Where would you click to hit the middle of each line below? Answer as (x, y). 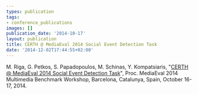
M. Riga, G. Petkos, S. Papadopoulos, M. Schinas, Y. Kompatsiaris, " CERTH (97, 67)
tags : (13, 17)
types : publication (30, 12)
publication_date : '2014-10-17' (46, 34)
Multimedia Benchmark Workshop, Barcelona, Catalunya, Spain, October (95, 79)
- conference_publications (39, 22)
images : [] (20, 28)
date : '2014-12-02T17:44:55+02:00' (50, 50)
